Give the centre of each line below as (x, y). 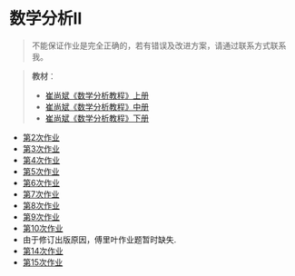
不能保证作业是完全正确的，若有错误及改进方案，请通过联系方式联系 (159, 45)
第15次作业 (43, 262)
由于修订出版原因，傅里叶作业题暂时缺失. (99, 239)
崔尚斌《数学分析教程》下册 (97, 118)
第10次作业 (43, 228)
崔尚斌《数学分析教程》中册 (97, 106)
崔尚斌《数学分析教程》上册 (97, 95)
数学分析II (46, 19)
